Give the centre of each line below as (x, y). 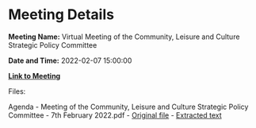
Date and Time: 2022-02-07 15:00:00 (70, 60)
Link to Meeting (34, 76)
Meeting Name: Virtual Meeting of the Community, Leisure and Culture (124, 37)
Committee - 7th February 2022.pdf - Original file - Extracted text (115, 115)
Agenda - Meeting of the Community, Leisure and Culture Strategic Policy (128, 107)
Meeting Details (61, 15)
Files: (17, 91)
